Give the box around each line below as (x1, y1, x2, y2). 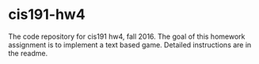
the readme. (8, 48, 48, 58)
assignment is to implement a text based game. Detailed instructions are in (8, 40, 252, 49)
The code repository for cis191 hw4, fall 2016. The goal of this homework (8, 32, 246, 41)
